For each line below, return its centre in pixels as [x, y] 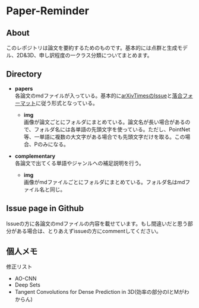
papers [24, 88]
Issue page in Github [45, 209]
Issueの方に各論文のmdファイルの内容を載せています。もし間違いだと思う [97, 223]
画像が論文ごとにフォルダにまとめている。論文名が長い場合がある [104, 122]
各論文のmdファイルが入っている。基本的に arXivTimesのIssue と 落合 [99, 96]
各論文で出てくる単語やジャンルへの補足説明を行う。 [79, 163]
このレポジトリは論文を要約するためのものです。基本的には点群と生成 [92, 48]
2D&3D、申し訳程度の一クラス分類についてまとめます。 [84, 55]
